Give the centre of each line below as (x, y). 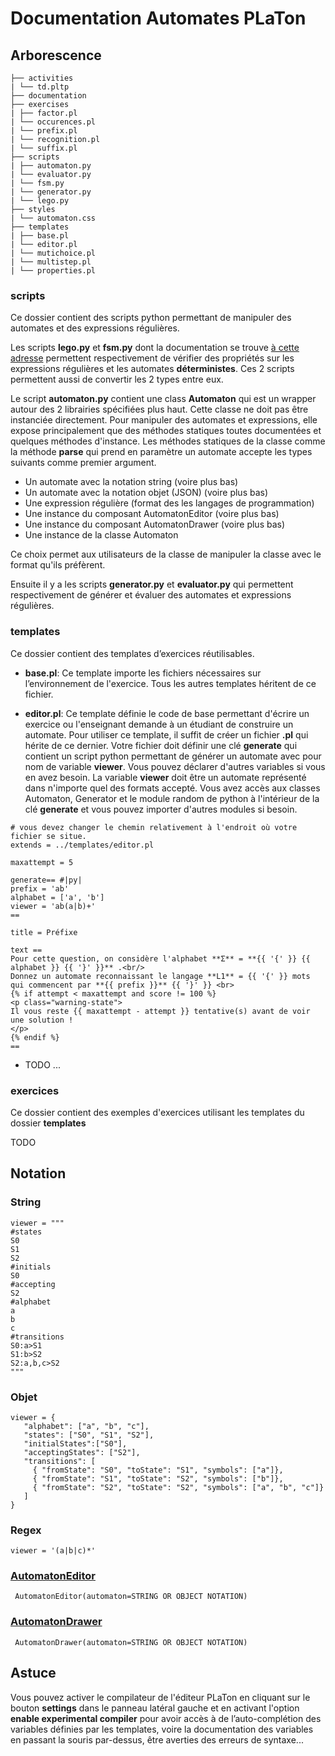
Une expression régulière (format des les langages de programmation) (169, 503)
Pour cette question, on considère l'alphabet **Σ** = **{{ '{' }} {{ (160, 958)
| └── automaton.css (53, 218)
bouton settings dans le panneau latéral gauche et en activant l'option (155, 1708)
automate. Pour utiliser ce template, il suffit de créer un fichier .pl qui (166, 734)
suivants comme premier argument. (83, 463)
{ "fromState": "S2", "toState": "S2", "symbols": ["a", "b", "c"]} (178, 1487)
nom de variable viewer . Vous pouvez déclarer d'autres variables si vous (175, 766)
